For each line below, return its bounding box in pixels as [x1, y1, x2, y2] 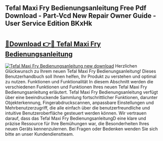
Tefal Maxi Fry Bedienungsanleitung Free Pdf [5, 4, 147, 12]
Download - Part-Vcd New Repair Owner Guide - [5, 12, 157, 20]
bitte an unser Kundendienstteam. [5, 131, 74, 137]
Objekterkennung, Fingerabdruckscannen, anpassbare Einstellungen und [5, 100, 154, 106]
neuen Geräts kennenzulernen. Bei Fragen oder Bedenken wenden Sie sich [5, 126, 158, 132]
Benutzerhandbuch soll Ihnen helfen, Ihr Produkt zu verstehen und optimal [5, 73, 157, 79]
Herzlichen [115, 63, 137, 69]
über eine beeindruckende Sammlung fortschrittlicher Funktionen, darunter [5, 95, 158, 100]
